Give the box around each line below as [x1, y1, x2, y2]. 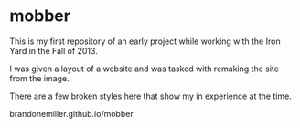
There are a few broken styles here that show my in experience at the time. [9, 91, 293, 101]
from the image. [9, 72, 70, 83]
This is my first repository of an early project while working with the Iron [9, 36, 281, 47]
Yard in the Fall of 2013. [9, 45, 98, 56]
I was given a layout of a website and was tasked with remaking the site [9, 63, 279, 74]
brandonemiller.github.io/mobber [9, 108, 134, 119]
